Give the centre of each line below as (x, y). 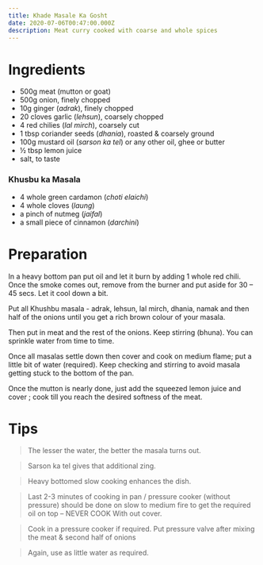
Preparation (48, 254)
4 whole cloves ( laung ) (57, 205)
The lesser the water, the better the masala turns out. (114, 451)
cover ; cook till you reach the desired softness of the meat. (105, 397)
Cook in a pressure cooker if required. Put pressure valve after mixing (141, 529)
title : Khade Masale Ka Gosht (58, 15)
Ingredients (47, 69)
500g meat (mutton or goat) (65, 91)
